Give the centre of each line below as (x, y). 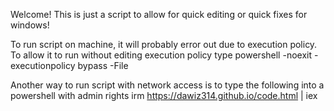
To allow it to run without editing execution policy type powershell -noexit (161, 55)
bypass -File (103, 65)
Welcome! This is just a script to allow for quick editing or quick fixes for (159, 14)
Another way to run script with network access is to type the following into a (167, 85)
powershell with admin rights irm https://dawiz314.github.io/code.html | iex (164, 95)
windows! (30, 25)
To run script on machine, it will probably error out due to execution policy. (164, 44)
